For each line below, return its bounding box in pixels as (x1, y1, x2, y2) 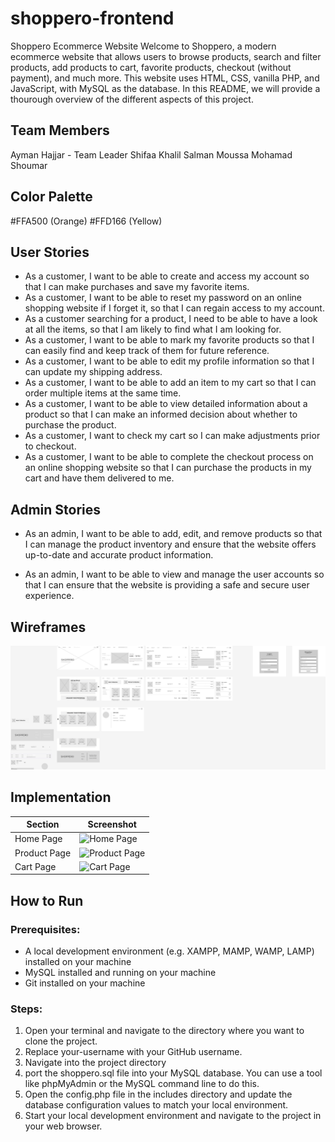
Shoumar (10, 159, 48, 171)
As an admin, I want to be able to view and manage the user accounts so (24, 568, 325, 581)
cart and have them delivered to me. (24, 472, 175, 484)
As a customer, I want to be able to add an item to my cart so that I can (24, 377, 317, 389)
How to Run (10, 892, 84, 909)
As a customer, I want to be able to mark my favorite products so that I (24, 334, 315, 346)
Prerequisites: (10, 922, 81, 936)
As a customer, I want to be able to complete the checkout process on (24, 451, 314, 463)
